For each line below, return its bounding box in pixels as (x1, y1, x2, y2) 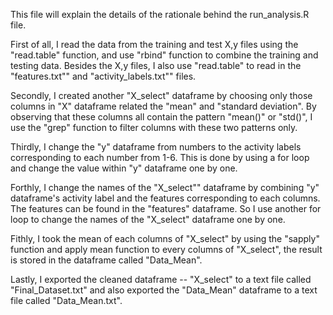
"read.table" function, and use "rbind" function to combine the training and (10, 49, 319, 61)
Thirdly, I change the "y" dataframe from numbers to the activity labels (10, 141, 302, 153)
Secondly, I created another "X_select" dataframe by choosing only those (10, 90, 313, 101)
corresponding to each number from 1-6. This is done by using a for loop (10, 152, 310, 163)
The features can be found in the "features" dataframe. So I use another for (10, 203, 322, 214)
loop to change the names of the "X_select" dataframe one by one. (10, 214, 286, 225)
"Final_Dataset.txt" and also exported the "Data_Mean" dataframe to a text (10, 284, 318, 296)
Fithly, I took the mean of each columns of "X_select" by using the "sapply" (10, 233, 320, 244)
